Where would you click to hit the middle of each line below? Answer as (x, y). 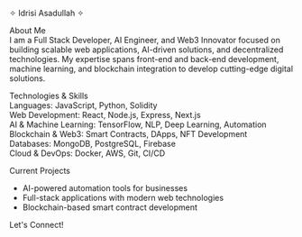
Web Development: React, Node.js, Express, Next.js (105, 115)
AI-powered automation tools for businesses (105, 188)
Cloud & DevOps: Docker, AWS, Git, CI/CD (87, 153)
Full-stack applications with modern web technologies (123, 198)
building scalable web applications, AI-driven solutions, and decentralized (146, 50)
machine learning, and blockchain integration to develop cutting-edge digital (151, 68)
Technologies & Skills (49, 96)
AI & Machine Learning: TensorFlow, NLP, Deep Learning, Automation (138, 124)
